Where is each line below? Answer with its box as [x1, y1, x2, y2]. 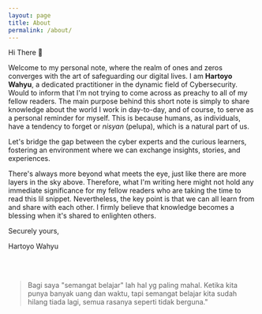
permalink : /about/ [8, 26, 73, 34]
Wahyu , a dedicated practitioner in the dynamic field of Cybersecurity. [8, 80, 238, 89]
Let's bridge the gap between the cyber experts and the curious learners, [8, 137, 247, 147]
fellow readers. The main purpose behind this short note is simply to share [8, 96, 250, 107]
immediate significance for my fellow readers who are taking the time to [8, 186, 242, 196]
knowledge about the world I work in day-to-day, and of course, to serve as [8, 105, 254, 114]
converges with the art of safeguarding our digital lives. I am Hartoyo [8, 72, 233, 81]
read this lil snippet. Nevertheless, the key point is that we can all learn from [8, 194, 255, 204]
